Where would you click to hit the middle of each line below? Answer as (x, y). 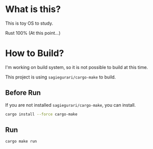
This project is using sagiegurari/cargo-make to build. (61, 77)
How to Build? (35, 53)
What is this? (33, 9)
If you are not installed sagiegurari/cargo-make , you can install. (70, 105)
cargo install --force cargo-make (42, 114)
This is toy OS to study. (29, 23)
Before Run (23, 93)
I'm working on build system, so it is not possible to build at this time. (77, 67)
